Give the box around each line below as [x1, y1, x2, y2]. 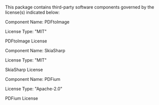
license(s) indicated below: [5, 9, 60, 15]
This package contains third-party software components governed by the [5, 4, 154, 10]
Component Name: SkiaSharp [5, 48, 65, 53]
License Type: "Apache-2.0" [5, 86, 63, 92]
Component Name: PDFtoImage [5, 19, 70, 25]
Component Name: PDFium [5, 76, 61, 82]
